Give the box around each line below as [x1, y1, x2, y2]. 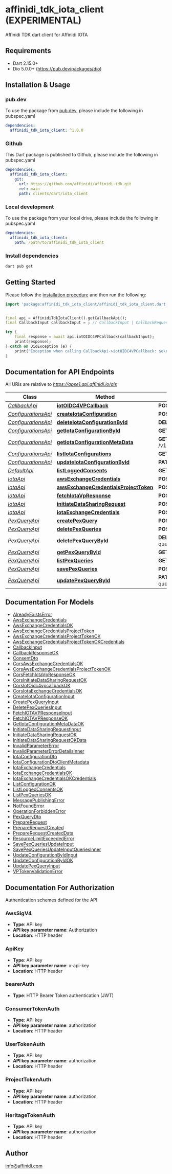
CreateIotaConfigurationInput [12, 693, 75, 700]
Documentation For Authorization [5, 883, 115, 892]
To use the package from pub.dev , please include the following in [5, 108, 143, 114]
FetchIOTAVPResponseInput [12, 710, 73, 716]
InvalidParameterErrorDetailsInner [12, 748, 84, 754]
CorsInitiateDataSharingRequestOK [12, 677, 87, 683]
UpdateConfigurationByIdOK [12, 858, 73, 864]
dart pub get [5, 263, 33, 269]
